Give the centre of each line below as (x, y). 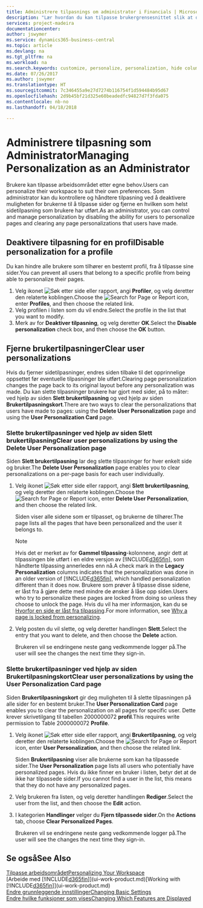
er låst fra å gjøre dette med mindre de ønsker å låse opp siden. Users (101, 591)
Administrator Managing (68, 155)
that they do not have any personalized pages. (73, 785)
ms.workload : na (27, 62)
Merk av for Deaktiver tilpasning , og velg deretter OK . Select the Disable (106, 323)
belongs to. (29, 530)
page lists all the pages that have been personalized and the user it (98, 523)
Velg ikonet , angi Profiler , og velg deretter (105, 291)
